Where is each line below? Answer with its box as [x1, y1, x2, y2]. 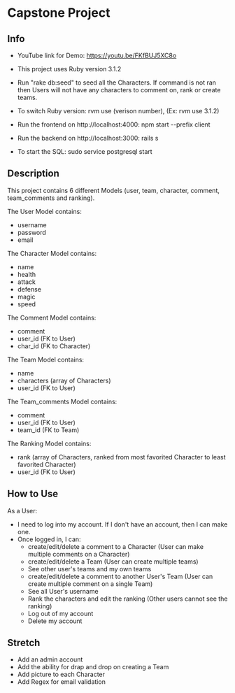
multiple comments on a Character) [27, 550, 130, 558]
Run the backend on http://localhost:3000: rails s [17, 134, 159, 142]
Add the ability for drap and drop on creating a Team [17, 663, 169, 671]
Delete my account [27, 617, 83, 625]
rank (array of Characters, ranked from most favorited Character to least [17, 452, 226, 461]
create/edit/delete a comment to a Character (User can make [27, 542, 204, 550]
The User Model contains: [7, 207, 82, 215]
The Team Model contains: [7, 355, 85, 364]
